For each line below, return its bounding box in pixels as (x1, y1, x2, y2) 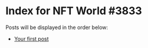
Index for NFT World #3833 (5, 4, 142, 18)
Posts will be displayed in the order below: (5, 24, 108, 31)
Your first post (14, 35, 49, 42)
